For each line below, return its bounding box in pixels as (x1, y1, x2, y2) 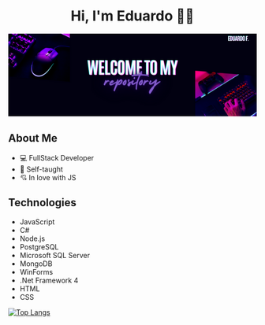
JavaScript (19, 216, 55, 227)
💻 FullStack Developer (19, 153, 95, 162)
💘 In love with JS (19, 172, 77, 182)
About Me (8, 131, 58, 145)
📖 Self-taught (19, 164, 63, 174)
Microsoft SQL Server (19, 250, 91, 260)
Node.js (19, 234, 46, 243)
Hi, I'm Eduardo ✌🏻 (70, 7, 195, 25)
